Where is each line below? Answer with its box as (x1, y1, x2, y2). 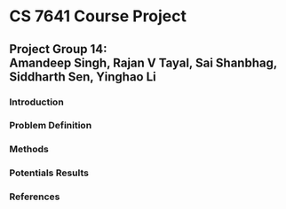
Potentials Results (9, 166, 89, 179)
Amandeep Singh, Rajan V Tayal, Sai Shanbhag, (9, 55, 278, 70)
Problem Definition (9, 120, 92, 132)
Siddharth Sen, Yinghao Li (9, 69, 157, 84)
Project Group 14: (9, 42, 107, 57)
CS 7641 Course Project (9, 6, 187, 27)
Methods (9, 143, 49, 156)
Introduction (9, 96, 64, 108)
